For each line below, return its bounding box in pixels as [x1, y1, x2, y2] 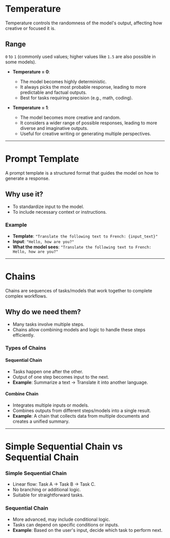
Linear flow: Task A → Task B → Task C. [12, 481, 96, 487]
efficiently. [12, 332, 35, 338]
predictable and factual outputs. [20, 89, 87, 95]
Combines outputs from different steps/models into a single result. [12, 407, 151, 414]
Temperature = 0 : [12, 69, 51, 75]
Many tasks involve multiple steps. [12, 321, 84, 327]
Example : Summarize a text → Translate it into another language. [12, 379, 148, 385]
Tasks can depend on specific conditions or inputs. [12, 521, 119, 528]
